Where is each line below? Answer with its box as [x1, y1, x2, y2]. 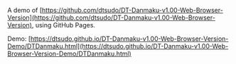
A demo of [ [7, 6, 43, 14]
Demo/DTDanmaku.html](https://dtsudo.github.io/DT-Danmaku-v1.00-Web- [7, 42, 229, 50]
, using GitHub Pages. [31, 21, 96, 29]
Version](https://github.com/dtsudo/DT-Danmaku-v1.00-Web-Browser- [7, 13, 215, 22]
